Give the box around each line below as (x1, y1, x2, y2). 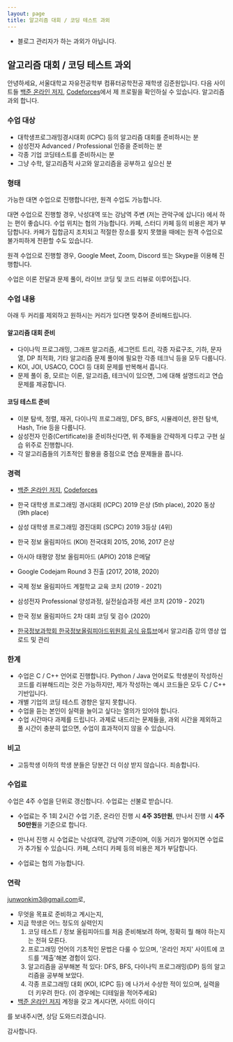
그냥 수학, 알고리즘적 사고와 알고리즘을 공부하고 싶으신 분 (17, 159, 172, 168)
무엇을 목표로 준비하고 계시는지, (17, 910, 103, 918)
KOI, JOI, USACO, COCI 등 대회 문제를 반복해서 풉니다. (17, 362, 169, 371)
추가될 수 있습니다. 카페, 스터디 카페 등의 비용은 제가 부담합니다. (24, 844, 197, 852)
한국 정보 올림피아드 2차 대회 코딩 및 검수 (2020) (17, 612, 151, 620)
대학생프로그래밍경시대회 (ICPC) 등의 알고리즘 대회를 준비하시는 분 (17, 133, 199, 141)
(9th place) (17, 508, 50, 517)
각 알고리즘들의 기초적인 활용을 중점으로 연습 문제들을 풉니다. (17, 449, 183, 457)
